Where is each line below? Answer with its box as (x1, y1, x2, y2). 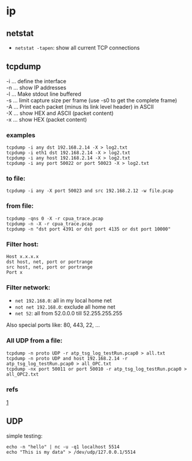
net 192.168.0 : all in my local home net (14, 297, 113, 305)
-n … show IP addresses (6, 84, 67, 91)
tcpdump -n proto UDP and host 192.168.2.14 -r (6, 355, 128, 362)
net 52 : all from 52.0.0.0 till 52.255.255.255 (14, 310, 123, 317)
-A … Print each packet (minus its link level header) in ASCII (6, 103, 154, 110)
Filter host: (6, 240, 39, 248)
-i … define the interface (6, 77, 67, 85)
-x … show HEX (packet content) (6, 116, 87, 123)
